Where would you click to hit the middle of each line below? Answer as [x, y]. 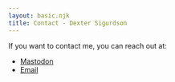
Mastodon [37, 61]
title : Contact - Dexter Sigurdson [68, 23]
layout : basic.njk [39, 16]
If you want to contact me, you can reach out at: [87, 45]
